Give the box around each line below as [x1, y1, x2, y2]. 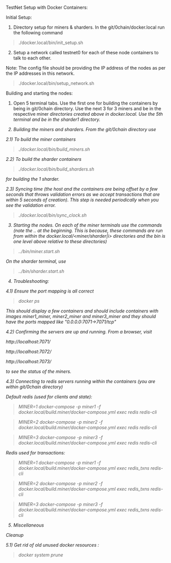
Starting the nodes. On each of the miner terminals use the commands [13, 222, 162, 228]
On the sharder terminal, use [6, 258, 66, 264]
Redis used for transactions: [6, 450, 65, 455]
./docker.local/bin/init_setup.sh [18, 39, 83, 46]
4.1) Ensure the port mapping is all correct [6, 288, 94, 294]
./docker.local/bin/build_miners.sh [18, 146, 90, 152]
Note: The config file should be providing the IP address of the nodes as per [6, 65, 166, 71]
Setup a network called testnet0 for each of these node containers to [13, 50, 159, 55]
